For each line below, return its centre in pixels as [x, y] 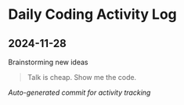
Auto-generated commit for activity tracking [79, 92]
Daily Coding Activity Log [93, 14]
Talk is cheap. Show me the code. [82, 77]
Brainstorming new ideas [48, 62]
